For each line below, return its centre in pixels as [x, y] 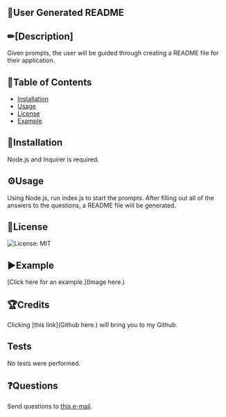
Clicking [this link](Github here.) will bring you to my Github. [93, 325]
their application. [31, 60]
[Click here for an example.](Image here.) [66, 282]
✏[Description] [41, 36]
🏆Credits [28, 304]
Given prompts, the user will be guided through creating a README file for [113, 53]
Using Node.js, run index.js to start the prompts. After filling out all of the [111, 197]
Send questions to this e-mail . [50, 406]
